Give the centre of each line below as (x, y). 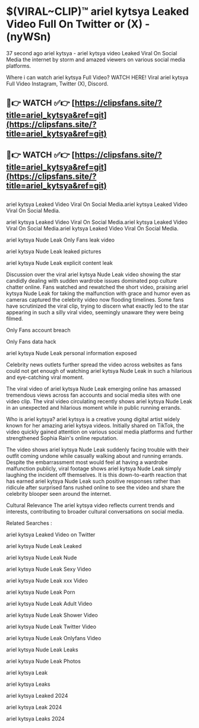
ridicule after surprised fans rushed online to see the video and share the (95, 488)
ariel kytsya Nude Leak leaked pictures (54, 252)
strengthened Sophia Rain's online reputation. (62, 438)
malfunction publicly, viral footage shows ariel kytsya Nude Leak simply (94, 469)
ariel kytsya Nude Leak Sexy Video (49, 569)
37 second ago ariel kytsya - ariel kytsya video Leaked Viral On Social (91, 53)
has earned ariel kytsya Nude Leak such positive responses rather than (93, 481)
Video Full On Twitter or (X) (74, 24)
